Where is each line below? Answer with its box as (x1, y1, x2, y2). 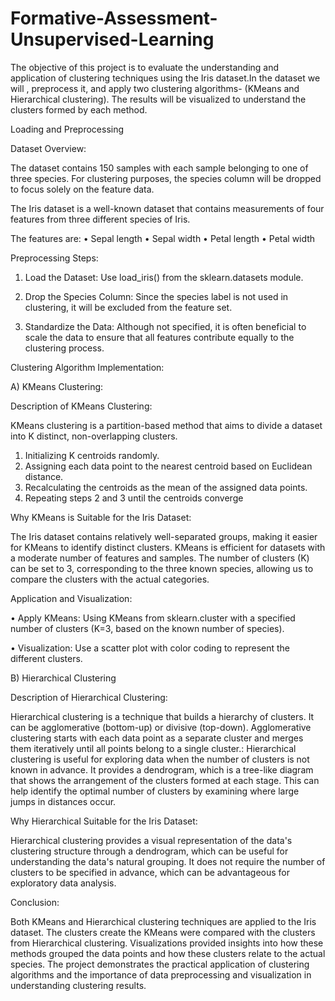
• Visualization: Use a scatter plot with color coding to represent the (10, 642, 291, 654)
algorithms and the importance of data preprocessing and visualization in (10, 968, 312, 981)
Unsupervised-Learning (10, 28, 215, 51)
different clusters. (10, 652, 83, 664)
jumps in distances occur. (10, 795, 117, 807)
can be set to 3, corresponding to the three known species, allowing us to (10, 562, 314, 574)
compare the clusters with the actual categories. (10, 573, 210, 585)
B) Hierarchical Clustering (10, 672, 117, 684)
